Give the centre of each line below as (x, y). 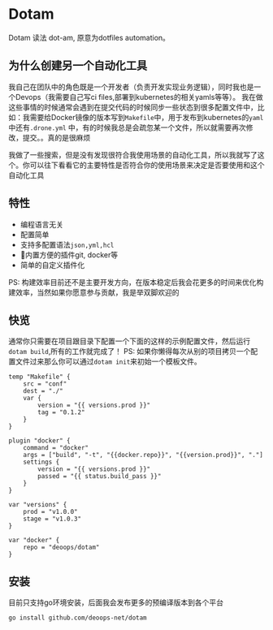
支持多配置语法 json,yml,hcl (67, 244)
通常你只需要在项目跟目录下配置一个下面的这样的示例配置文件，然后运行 (129, 341)
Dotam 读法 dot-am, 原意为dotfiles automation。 (89, 37)
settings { (41, 462)
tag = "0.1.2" (61, 412)
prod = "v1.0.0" (51, 512)
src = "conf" (45, 384)
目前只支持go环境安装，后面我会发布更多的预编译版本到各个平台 (116, 602)
